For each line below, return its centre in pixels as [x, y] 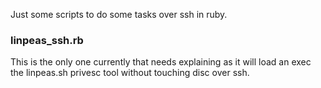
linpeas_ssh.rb [47, 40]
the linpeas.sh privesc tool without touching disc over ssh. [130, 73]
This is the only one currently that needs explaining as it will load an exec [161, 62]
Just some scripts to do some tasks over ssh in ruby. [119, 14]
